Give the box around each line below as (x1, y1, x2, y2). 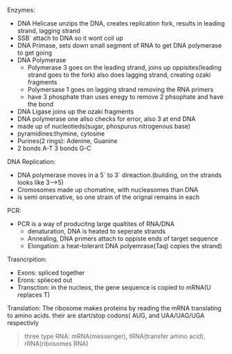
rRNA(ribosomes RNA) (24, 339, 89, 348)
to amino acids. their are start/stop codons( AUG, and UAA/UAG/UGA (7, 311, 205, 319)
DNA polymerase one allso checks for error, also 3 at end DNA (17, 115, 196, 123)
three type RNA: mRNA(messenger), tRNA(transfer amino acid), (24, 332, 206, 340)
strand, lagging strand (17, 27, 81, 35)
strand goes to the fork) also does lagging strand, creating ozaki (27, 71, 211, 79)
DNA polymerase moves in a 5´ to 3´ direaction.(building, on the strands (17, 171, 222, 179)
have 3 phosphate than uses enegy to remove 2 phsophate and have (27, 93, 224, 101)
